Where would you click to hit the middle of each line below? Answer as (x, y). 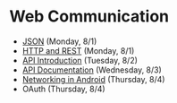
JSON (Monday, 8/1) (59, 41)
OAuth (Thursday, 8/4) (63, 89)
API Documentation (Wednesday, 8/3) (92, 70)
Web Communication (89, 17)
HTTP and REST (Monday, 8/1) (78, 50)
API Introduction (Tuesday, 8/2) (80, 60)
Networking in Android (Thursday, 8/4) (93, 79)
